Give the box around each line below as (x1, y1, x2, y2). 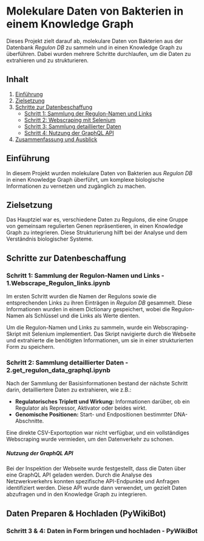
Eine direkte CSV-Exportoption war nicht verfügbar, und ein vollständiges (6, 429, 189, 436)
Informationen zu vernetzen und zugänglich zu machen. (6, 182, 147, 190)
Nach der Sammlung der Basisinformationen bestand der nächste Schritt (6, 380, 188, 387)
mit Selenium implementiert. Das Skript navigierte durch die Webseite (22, 330, 196, 338)
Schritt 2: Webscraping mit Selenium (24, 116, 116, 123)
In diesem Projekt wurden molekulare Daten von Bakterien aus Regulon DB (6, 169, 193, 177)
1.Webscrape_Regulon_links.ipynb (6, 278, 110, 287)
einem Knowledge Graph (6, 17, 134, 31)
